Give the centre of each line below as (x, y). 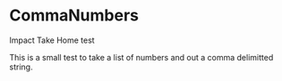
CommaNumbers (74, 16)
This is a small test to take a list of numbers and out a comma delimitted (141, 57)
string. (21, 67)
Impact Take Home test (52, 40)
